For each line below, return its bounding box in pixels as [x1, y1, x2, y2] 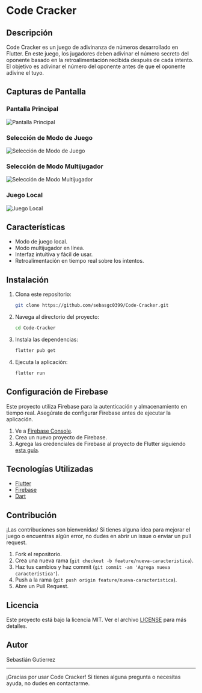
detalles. [6, 622, 28, 630]
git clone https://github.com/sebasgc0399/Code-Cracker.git [14, 303, 169, 309]
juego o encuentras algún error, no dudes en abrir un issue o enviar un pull [6, 533, 191, 540]
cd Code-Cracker [14, 325, 56, 331]
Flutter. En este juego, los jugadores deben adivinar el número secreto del [6, 50, 189, 57]
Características [6, 222, 66, 232]
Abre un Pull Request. [14, 583, 69, 590]
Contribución [6, 510, 57, 520]
